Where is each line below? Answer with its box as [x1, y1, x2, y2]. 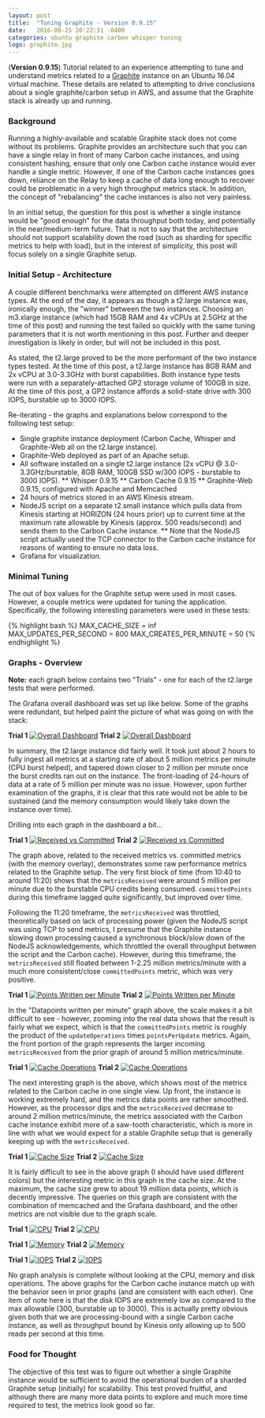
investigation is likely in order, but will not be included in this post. [8, 337, 222, 347]
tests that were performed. [8, 683, 95, 693]
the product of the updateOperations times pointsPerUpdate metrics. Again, [8, 1031, 251, 1040]
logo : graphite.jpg [8, 41, 73, 49]
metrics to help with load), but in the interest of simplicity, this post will [8, 241, 238, 251]
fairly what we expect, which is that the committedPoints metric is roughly [8, 1023, 247, 1032]
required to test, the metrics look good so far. [8, 1400, 155, 1409]
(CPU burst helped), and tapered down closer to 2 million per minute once [8, 763, 248, 773]
